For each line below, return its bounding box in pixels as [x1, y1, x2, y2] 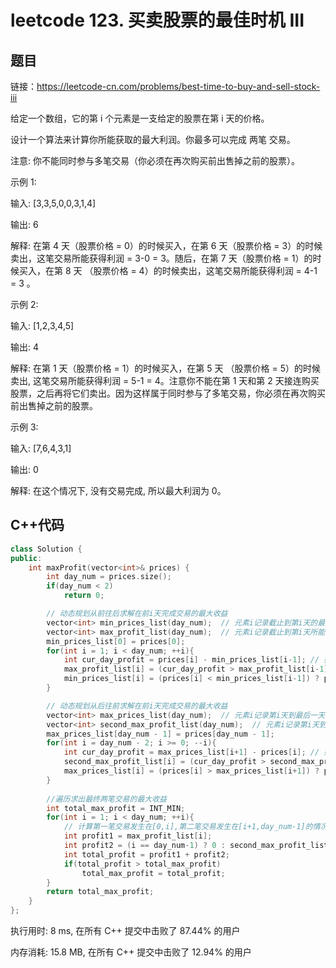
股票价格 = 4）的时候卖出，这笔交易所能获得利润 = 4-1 [93, 265, 318, 276]
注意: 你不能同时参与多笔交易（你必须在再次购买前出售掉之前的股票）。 [10, 155, 300, 166]
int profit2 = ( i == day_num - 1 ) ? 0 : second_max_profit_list [63, 841, 329, 851]
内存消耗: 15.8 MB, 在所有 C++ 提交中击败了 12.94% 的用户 [10, 946, 252, 958]
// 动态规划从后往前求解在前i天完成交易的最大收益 [46, 701, 228, 711]
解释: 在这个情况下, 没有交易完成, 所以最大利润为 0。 [10, 485, 227, 496]
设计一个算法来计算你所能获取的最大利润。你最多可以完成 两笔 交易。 [10, 134, 296, 145]
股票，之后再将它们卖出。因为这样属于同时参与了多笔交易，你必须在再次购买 [10, 387, 326, 399]
